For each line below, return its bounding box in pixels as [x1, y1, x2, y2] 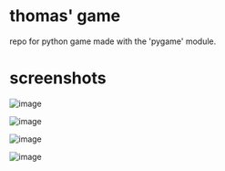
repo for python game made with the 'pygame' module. [9, 36, 217, 47]
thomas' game [9, 5, 121, 27]
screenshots [9, 68, 107, 89]
